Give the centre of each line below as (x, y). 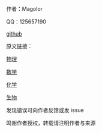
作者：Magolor (25, 9)
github (14, 34)
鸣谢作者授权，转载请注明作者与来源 (51, 123)
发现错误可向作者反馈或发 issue (45, 110)
